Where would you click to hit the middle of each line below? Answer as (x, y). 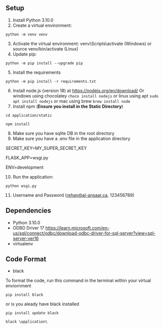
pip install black (24, 295)
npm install (18, 124)
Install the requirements (37, 72)
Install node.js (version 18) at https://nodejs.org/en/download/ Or (78, 91)
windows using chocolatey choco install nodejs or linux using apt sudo (85, 95)
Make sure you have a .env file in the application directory (71, 139)
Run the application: (33, 177)
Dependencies (28, 211)
